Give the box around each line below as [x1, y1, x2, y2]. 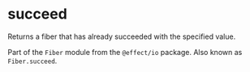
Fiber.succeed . [7, 56, 58, 66]
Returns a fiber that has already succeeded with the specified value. [7, 32, 236, 41]
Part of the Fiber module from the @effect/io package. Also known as [7, 47, 243, 57]
